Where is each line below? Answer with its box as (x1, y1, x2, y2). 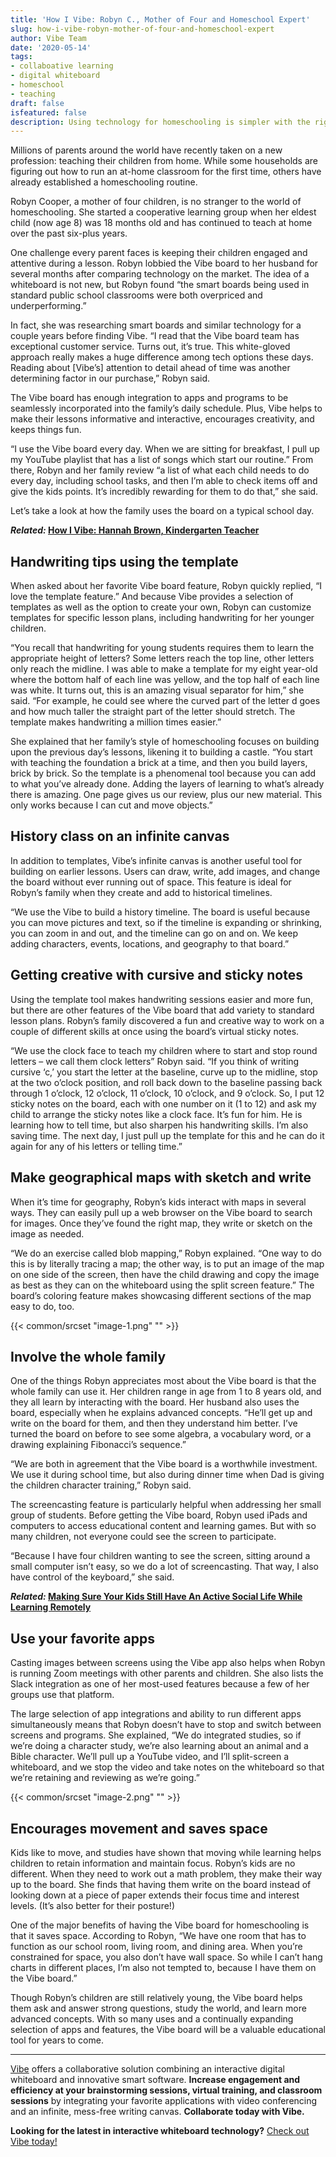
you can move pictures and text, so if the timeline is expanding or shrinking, (10, 916, 323, 928)
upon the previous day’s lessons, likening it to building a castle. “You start (10, 746, 313, 758)
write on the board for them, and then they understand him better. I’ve (10, 1417, 298, 1430)
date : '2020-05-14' (10, 42, 92, 53)
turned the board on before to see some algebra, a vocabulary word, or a (10, 1428, 312, 1440)
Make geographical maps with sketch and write (10, 1169, 312, 1186)
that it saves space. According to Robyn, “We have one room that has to (10, 1929, 307, 1941)
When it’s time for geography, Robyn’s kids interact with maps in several (10, 1196, 307, 1208)
